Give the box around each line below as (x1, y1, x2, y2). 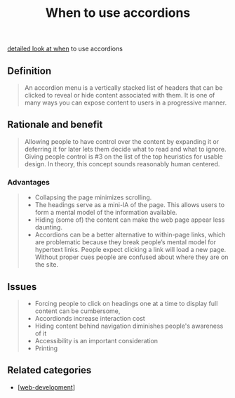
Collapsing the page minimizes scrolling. (34, 193, 152, 201)
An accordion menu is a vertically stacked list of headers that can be (24, 84, 223, 92)
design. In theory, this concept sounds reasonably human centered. (24, 159, 220, 168)
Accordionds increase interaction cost (34, 314, 145, 322)
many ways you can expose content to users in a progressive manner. (24, 98, 227, 107)
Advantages (7, 177, 51, 187)
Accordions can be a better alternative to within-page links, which (34, 230, 226, 239)
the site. (34, 260, 58, 269)
